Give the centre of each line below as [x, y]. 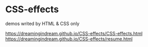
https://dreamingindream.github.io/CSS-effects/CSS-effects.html [74, 33]
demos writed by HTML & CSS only [43, 24]
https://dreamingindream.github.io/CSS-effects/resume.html [69, 39]
